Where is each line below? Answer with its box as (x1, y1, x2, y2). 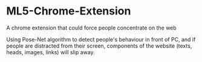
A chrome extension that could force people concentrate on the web (6, 24, 177, 31)
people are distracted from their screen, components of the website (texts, (6, 42, 192, 49)
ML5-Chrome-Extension (6, 4, 131, 18)
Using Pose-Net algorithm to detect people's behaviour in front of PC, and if (6, 36, 196, 43)
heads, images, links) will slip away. (6, 48, 95, 55)
